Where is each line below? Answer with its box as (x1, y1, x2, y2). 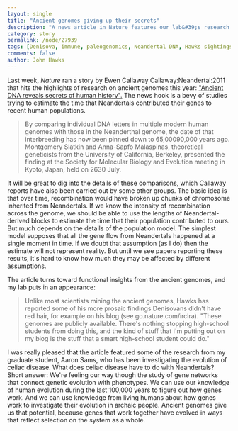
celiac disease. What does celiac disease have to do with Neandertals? (7, 363, 215, 371)
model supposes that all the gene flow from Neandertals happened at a (7, 231, 215, 240)
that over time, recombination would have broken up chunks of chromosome (7, 194, 231, 202)
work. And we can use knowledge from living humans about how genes (7, 393, 216, 401)
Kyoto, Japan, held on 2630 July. (24, 164, 122, 174)
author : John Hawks (7, 57, 65, 64)
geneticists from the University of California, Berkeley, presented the (24, 150, 225, 158)
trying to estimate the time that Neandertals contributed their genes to (7, 99, 212, 107)
